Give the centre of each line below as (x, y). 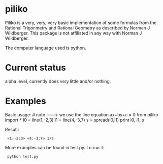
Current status (36, 68)
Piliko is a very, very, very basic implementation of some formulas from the (81, 23)
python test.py (23, 156)
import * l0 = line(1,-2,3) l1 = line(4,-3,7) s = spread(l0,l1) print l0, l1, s (75, 120)
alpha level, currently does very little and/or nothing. (58, 81)
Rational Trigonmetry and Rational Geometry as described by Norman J (78, 27)
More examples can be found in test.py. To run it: (55, 147)
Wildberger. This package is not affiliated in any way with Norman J (74, 33)
